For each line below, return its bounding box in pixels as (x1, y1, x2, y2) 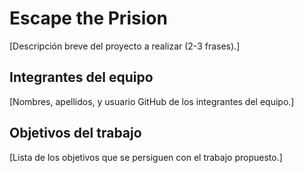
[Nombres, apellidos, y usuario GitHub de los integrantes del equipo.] (9, 95, 295, 107)
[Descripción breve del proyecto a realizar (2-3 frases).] (9, 40, 241, 52)
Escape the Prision (9, 7, 168, 30)
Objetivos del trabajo (9, 125, 142, 142)
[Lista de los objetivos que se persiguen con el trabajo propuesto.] (9, 151, 283, 163)
